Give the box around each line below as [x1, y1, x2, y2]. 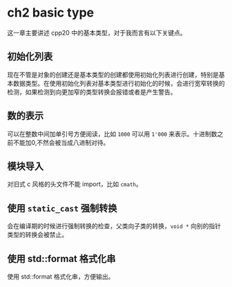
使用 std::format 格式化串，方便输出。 [7, 272, 115, 281]
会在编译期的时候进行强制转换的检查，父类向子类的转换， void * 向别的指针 [7, 222, 221, 230]
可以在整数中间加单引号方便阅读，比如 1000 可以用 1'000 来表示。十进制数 [7, 129, 217, 138]
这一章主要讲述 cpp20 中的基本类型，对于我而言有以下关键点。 [7, 28, 186, 37]
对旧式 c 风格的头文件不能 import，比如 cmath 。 [7, 180, 143, 188]
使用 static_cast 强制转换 [7, 202, 117, 214]
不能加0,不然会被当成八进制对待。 [12, 138, 110, 147]
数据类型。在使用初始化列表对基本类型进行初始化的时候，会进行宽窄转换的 [12, 79, 225, 87]
